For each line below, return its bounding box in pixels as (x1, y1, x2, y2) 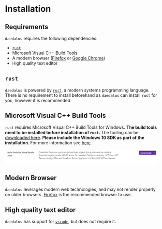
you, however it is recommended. (5, 97, 72, 103)
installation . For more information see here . (5, 139, 92, 146)
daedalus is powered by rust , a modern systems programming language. (5, 87, 150, 93)
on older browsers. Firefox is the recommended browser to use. (5, 192, 132, 198)
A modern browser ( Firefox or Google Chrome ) (12, 55, 105, 61)
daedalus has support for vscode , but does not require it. (5, 218, 116, 224)
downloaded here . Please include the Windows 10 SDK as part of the (5, 135, 145, 140)
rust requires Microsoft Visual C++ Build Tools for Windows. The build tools (5, 124, 157, 130)
